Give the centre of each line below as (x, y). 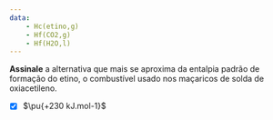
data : (20, 18)
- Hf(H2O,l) (48, 43)
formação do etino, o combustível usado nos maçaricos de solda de (137, 79)
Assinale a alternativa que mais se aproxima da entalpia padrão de (135, 69)
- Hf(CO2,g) (48, 35)
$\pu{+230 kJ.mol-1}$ (64, 106)
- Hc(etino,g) (52, 26)
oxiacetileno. (33, 88)
